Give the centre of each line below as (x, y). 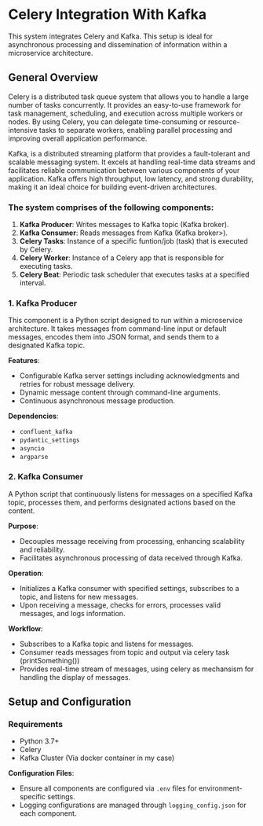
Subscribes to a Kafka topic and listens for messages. (106, 644)
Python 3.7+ (39, 741)
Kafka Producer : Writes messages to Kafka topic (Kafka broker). (124, 225)
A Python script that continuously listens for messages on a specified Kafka (131, 494)
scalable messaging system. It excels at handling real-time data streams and (132, 162)
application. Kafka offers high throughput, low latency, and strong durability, (131, 178)
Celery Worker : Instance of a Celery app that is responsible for (122, 258)
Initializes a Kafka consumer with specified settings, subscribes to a (129, 588)
